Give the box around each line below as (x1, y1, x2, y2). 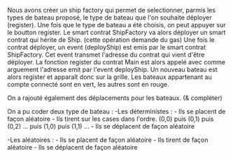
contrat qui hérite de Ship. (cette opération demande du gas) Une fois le (7, 36, 215, 44)
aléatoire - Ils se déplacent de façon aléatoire (7, 143, 138, 151)
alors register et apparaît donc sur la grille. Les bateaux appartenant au (7, 73, 212, 81)
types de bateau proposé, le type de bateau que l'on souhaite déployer (7, 13, 212, 22)
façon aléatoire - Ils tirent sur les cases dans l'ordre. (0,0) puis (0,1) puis (7, 115, 214, 123)
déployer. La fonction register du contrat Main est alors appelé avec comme (7, 58, 226, 66)
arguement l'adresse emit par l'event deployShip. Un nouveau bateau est (7, 66, 218, 73)
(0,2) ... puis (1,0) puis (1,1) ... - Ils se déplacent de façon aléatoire (7, 122, 195, 130)
